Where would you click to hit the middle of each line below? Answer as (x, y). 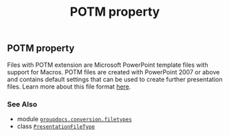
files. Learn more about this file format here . (69, 87)
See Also (22, 104)
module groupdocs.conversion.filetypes (74, 119)
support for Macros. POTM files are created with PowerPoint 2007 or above (113, 72)
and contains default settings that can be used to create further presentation (115, 79)
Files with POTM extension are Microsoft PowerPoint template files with (108, 65)
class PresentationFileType (56, 126)
